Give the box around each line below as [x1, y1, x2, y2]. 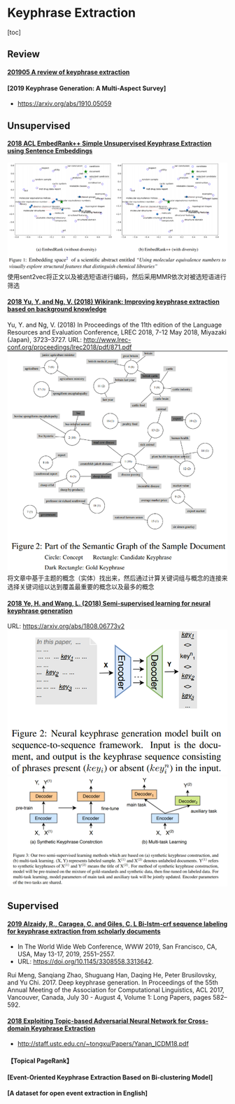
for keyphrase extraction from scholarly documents [7, 927, 161, 935]
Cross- [187, 1017, 208, 1025]
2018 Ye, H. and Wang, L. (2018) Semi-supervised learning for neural [7, 599, 211, 607]
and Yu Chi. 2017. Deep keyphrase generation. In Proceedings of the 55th [7, 978, 219, 987]
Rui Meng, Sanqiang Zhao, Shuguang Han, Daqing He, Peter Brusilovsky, [7, 971, 217, 979]
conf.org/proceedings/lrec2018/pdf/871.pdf [7, 343, 132, 351]
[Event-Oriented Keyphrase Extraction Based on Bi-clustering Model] [7, 1073, 213, 1082]
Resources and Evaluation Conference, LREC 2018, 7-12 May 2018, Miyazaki [7, 327, 227, 337]
